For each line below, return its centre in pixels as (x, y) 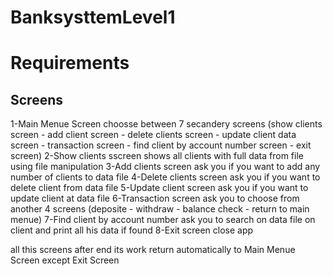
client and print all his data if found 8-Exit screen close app (132, 230)
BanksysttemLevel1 (93, 17)
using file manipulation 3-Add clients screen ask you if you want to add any (165, 167)
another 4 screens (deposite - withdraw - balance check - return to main (160, 209)
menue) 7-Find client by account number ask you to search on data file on (163, 220)
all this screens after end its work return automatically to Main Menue (153, 250)
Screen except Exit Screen (65, 260)
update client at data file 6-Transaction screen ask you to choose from (155, 198)
